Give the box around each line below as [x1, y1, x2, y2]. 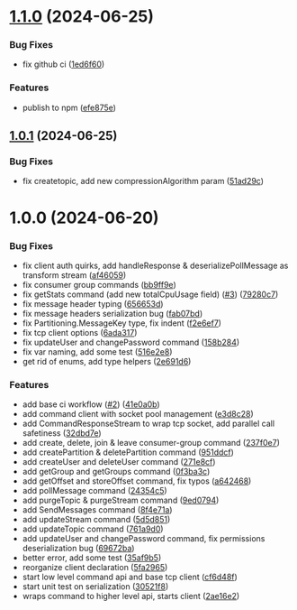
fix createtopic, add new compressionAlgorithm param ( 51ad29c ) [22, 176, 264, 187]
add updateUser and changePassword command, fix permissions [22, 533, 265, 544]
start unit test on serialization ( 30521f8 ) [22, 581, 169, 592]
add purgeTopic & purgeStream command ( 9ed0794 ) [22, 494, 220, 506]
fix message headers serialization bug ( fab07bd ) [22, 308, 203, 319]
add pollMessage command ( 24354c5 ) [22, 485, 168, 496]
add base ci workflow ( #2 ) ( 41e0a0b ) [22, 399, 160, 410]
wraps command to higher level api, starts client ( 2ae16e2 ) [22, 591, 240, 602]
